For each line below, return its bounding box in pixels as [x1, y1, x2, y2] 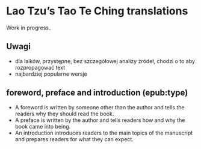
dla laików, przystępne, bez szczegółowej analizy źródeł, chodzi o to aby [14, 57, 196, 64]
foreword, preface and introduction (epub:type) [6, 88, 188, 98]
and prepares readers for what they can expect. [14, 135, 134, 142]
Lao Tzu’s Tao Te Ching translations [6, 4, 188, 18]
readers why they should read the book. [14, 110, 114, 117]
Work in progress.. [6, 24, 52, 31]
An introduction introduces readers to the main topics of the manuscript [14, 129, 193, 136]
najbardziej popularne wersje [14, 70, 87, 78]
